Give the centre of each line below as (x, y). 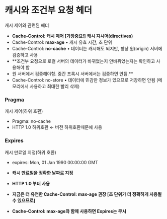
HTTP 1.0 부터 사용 (31, 183)
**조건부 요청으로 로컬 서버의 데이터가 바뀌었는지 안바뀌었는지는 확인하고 (83, 61)
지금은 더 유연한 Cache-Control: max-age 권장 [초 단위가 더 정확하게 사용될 (87, 194)
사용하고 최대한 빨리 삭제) (55, 86)
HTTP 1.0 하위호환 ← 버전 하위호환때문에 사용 (57, 127)
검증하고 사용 (25, 55)
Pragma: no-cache (31, 121)
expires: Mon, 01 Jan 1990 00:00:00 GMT (55, 162)
